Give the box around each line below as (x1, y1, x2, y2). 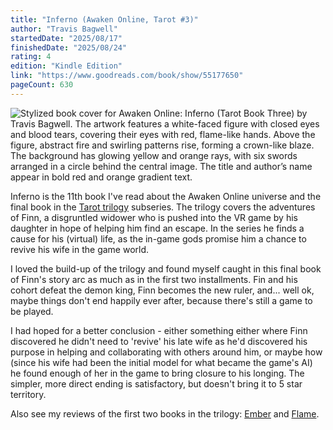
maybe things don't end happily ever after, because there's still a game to (10, 294, 313, 306)
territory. (10, 388, 47, 400)
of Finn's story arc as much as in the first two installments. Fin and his (10, 273, 298, 285)
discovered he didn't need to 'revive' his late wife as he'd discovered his (10, 335, 308, 347)
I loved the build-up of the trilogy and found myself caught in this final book (10, 262, 322, 275)
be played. (10, 305, 54, 317)
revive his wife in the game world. (10, 243, 150, 255)
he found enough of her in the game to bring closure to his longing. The (10, 367, 305, 379)
